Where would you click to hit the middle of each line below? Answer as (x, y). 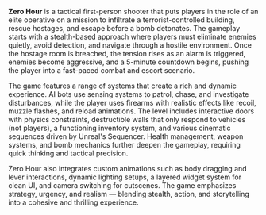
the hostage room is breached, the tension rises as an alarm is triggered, (127, 54)
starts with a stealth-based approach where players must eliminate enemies (132, 36)
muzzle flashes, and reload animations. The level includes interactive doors (131, 111)
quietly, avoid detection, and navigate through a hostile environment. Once (130, 45)
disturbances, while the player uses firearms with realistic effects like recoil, (132, 103)
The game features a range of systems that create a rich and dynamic (122, 86)
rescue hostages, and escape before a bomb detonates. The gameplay (124, 28)
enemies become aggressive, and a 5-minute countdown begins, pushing (129, 62)
